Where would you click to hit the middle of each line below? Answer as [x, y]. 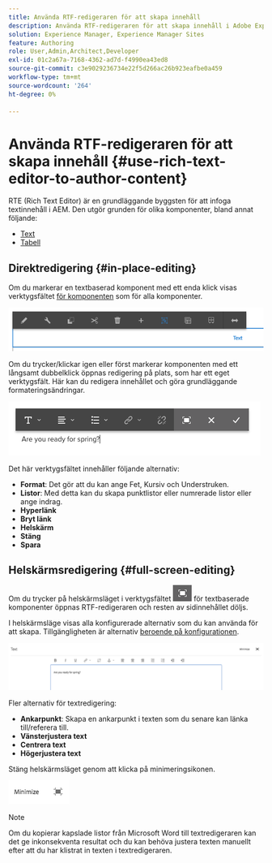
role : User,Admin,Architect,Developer [74, 52]
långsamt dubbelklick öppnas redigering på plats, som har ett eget [119, 373]
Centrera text [43, 744]
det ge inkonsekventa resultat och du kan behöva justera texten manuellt [130, 841]
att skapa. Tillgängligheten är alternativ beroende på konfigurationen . [124, 632]
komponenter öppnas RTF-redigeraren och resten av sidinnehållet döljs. [128, 607]
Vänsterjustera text [53, 736]
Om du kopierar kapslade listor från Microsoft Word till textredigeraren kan [132, 833]
